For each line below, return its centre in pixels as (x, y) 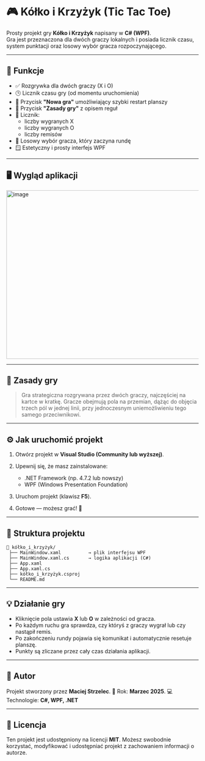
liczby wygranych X (49, 121)
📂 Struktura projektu (46, 533)
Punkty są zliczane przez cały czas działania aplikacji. (83, 651)
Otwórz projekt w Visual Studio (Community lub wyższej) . (89, 455)
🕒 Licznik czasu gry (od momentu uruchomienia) (77, 93)
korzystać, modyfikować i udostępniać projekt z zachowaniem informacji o (100, 746)
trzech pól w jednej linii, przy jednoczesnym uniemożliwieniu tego (104, 408)
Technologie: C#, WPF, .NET (42, 700)
